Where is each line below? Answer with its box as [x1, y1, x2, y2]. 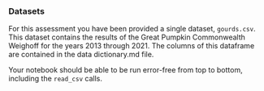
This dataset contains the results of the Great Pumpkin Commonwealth [8, 32, 246, 42]
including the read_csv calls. [8, 74, 103, 84]
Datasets [8, 6, 45, 17]
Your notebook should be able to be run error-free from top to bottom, [8, 65, 243, 75]
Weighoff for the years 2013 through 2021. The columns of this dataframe [8, 41, 255, 51]
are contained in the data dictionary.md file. [8, 50, 154, 60]
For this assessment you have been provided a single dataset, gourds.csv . [8, 24, 256, 34]
